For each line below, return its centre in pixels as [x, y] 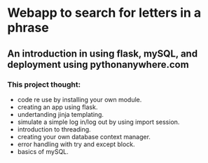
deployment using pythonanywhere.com [98, 64]
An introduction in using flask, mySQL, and [103, 54]
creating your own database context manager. [84, 136]
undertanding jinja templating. [60, 114]
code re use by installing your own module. [79, 99]
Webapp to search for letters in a [104, 13]
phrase [28, 28]
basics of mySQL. [43, 151]
